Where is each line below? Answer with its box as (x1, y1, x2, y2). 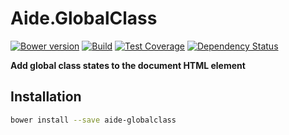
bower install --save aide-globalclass (10, 115, 177, 125)
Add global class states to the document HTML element (10, 59, 246, 71)
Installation (10, 88, 82, 106)
